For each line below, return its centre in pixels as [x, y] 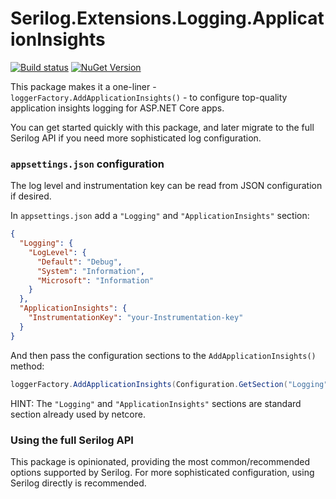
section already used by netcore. [78, 414]
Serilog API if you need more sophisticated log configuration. [136, 138]
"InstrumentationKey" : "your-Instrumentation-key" [136, 318]
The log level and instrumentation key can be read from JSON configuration [166, 186]
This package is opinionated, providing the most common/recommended [160, 461]
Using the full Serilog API [72, 440]
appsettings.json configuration [87, 164]
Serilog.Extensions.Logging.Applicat [167, 18]
